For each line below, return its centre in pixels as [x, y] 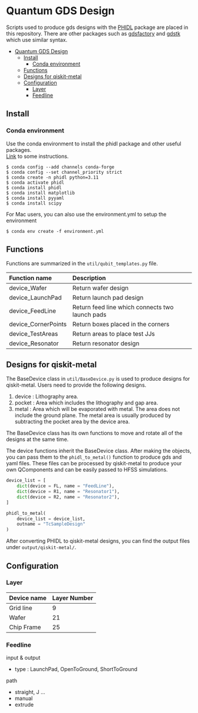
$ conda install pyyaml [35, 198]
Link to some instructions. [37, 156]
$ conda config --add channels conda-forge [60, 167]
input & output [23, 658]
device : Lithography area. [46, 397]
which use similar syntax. [37, 40]
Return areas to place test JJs [114, 334]
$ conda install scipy [34, 203]
